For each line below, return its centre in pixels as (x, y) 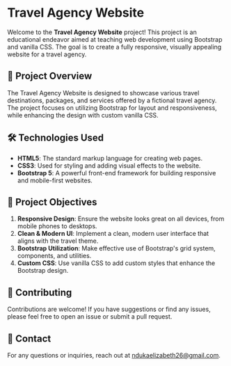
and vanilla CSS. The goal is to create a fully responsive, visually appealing (114, 47)
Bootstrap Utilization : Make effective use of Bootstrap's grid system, (116, 248)
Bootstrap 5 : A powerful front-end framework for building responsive (117, 173)
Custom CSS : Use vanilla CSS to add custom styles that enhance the (116, 263)
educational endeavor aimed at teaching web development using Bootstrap (115, 39)
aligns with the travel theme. (58, 241)
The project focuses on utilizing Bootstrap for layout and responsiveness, (112, 108)
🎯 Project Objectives (52, 202)
